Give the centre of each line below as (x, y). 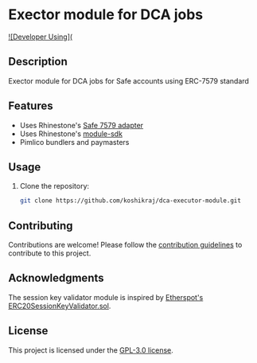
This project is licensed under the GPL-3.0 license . (91, 350)
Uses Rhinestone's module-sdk (71, 134)
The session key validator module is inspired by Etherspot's (106, 297)
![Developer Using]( (41, 37)
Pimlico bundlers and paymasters (74, 142)
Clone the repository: (55, 186)
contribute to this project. (50, 253)
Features (31, 106)
